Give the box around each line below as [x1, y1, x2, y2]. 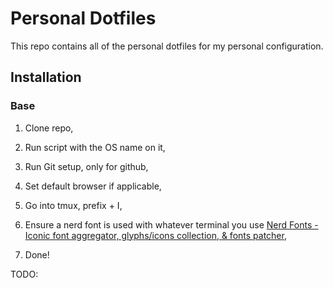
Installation [10, 69, 82, 86]
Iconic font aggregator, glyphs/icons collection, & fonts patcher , [24, 229, 287, 241]
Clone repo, [24, 122, 74, 134]
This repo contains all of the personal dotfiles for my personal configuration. [10, 40, 324, 52]
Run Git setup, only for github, [24, 160, 149, 172]
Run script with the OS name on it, [24, 141, 166, 153]
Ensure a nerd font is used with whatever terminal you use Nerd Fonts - [24, 218, 319, 231]
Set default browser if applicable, [24, 180, 162, 192]
